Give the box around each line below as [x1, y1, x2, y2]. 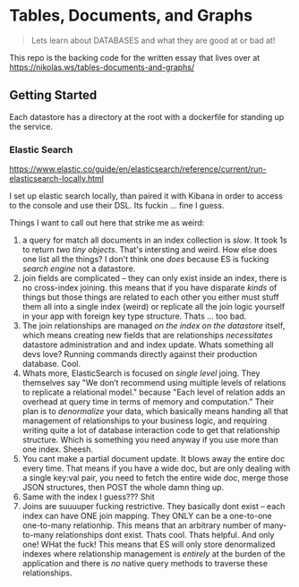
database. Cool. [21, 359, 81, 370]
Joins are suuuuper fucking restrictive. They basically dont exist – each [21, 501, 286, 512]
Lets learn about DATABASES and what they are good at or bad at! [30, 35, 276, 46]
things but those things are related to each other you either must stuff [21, 292, 279, 302]
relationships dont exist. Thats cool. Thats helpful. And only [56, 530, 275, 540]
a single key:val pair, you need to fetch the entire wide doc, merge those [21, 472, 289, 483]
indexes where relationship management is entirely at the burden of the [21, 549, 286, 559]
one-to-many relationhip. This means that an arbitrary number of [21, 520, 261, 531]
